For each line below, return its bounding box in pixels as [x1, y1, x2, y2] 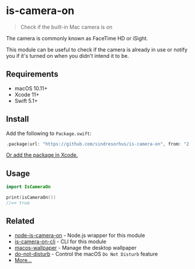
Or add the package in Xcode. [6, 151, 78, 158]
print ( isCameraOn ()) [6, 195, 57, 201]
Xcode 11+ [14, 91, 40, 98]
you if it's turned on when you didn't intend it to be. [6, 52, 130, 59]
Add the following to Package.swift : [6, 130, 92, 137]
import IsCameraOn [6, 184, 51, 190]
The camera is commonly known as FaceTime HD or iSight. [6, 35, 148, 42]
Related [6, 216, 35, 226]
